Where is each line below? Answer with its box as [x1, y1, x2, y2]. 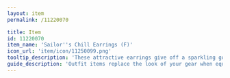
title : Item [7, 29, 41, 36]
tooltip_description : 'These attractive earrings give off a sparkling [7, 54, 216, 62]
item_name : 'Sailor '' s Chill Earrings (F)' [7, 42, 133, 49]
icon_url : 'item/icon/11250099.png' [7, 48, 112, 55]
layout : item [7, 10, 44, 17]
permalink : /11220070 [7, 16, 69, 23]
